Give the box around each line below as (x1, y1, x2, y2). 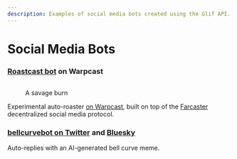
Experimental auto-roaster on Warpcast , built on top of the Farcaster (7, 102, 209, 111)
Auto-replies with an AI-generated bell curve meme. (7, 143, 160, 153)
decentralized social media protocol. (7, 110, 115, 119)
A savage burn (25, 89, 68, 97)
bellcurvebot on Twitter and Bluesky (7, 128, 136, 138)
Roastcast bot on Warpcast (7, 66, 103, 76)
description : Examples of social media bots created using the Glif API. (7, 10, 231, 18)
